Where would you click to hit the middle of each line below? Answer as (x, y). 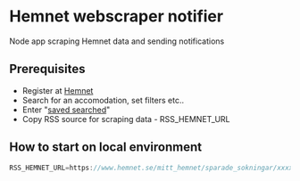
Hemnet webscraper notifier (117, 16)
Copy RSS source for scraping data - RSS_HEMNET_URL (126, 119)
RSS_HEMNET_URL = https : (51, 168)
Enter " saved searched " (66, 110)
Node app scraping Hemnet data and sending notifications (117, 41)
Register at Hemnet (58, 90)
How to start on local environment (106, 148)
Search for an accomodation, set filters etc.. (103, 100)
